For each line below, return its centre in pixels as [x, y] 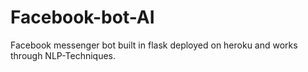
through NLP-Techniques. [63, 55]
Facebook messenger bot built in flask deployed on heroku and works [154, 45]
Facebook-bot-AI [82, 17]
